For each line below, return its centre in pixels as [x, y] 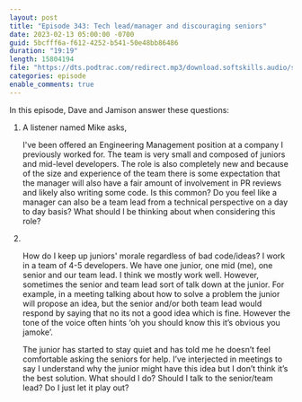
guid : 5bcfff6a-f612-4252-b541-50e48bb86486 [94, 43]
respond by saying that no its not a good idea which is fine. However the [156, 313]
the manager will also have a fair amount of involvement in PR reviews [151, 183]
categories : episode [48, 76]
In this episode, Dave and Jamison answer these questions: [119, 109]
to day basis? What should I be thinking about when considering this [149, 211]
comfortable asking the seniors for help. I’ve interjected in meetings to [152, 359]
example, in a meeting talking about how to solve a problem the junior [151, 293]
